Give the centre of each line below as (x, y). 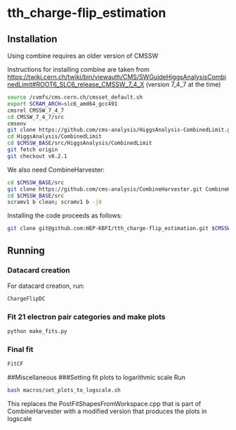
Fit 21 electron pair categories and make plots (86, 317)
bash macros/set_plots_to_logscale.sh (64, 391)
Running (26, 250)
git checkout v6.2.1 (38, 156)
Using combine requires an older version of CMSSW (83, 56)
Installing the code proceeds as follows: (65, 215)
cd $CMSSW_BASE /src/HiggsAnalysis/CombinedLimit (80, 143)
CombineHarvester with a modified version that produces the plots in (107, 411)
